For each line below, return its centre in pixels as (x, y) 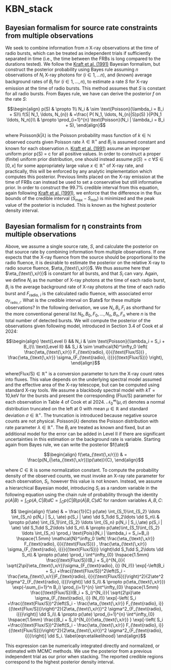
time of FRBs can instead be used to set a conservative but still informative (84, 182)
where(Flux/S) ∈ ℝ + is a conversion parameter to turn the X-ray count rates (85, 373)
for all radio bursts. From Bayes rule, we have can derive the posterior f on (83, 93)
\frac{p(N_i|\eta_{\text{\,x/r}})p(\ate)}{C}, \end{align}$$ (85, 460)
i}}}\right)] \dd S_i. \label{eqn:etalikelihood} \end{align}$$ (85, 636)
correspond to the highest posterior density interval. (60, 662)
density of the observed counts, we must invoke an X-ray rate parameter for (85, 476)
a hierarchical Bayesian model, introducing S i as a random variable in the (81, 488)
